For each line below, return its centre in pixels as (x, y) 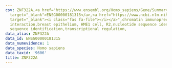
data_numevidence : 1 (27, 43)
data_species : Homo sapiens (35, 48)
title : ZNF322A (21, 58)
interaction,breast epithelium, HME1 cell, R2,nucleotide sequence (83, 24)
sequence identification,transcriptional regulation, (68, 29)
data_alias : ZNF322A (27, 34)
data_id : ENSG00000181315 (33, 39)
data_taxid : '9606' (26, 53)
